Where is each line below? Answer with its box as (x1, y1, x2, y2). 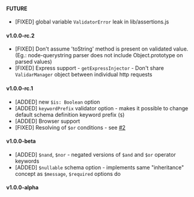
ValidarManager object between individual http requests (14, 71, 153, 78)
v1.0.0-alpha (6, 184, 39, 191)
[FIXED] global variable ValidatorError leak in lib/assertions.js (14, 18, 169, 25)
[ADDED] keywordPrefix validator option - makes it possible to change (14, 104, 189, 111)
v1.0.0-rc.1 (6, 85, 34, 92)
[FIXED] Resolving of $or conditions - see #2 (14, 124, 126, 131)
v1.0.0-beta (6, 137, 36, 145)
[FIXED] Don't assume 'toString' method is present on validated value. (14, 45, 189, 52)
